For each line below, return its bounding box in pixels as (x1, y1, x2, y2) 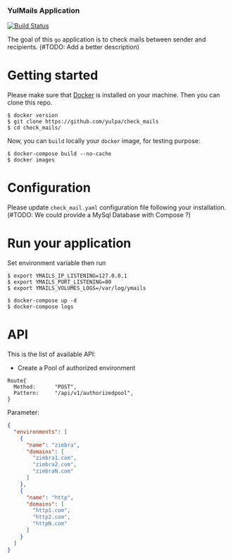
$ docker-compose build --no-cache (7, 150, 112, 157)
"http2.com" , (32, 513, 71, 521)
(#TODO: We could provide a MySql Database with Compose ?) (7, 211, 191, 219)
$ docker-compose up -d (7, 297, 77, 305)
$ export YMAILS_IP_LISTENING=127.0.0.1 (7, 272, 128, 280)
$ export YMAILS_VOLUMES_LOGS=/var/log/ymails (7, 285, 146, 292)
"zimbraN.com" (32, 468, 74, 475)
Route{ (7, 377, 27, 384)
